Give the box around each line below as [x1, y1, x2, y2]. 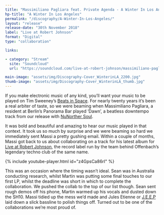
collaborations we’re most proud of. [5, 204, 77, 210]
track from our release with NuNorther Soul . [5, 114, 94, 119]
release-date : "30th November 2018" [5, 25, 80, 30]
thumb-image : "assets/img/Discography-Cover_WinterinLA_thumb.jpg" [5, 79, 145, 84]
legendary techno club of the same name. [5, 149, 89, 155]
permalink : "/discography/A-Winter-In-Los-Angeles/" [5, 16, 115, 21]
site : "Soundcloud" [9, 61, 49, 66]
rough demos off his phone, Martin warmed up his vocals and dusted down [5, 189, 156, 194]
